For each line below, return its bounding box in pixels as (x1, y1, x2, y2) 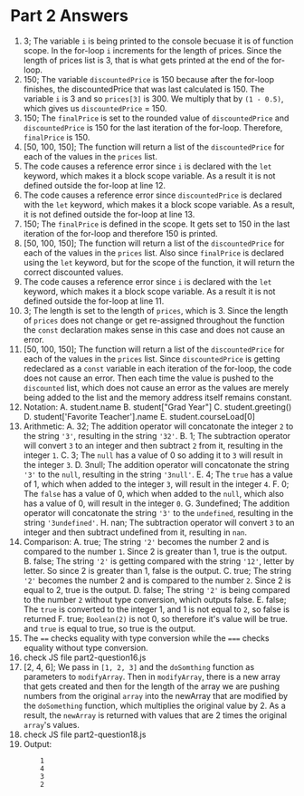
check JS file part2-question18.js (23, 729, 147, 740)
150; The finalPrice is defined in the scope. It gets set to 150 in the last (23, 218, 290, 229)
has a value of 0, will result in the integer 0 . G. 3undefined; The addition (23, 498, 290, 509)
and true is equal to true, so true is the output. (23, 623, 196, 634)
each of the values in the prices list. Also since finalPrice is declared (23, 247, 284, 258)
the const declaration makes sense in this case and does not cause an (23, 324, 286, 335)
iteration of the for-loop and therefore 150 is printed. (23, 228, 218, 238)
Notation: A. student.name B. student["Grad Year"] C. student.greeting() (23, 401, 292, 413)
